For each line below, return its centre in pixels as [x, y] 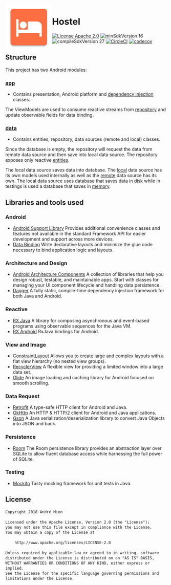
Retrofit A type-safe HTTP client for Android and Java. [70, 407]
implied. [15, 568]
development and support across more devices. [63, 239]
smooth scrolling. [31, 383]
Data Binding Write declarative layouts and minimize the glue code [82, 245]
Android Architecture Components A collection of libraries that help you [88, 274]
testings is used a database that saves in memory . [58, 186]
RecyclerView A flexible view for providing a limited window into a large [88, 366]
